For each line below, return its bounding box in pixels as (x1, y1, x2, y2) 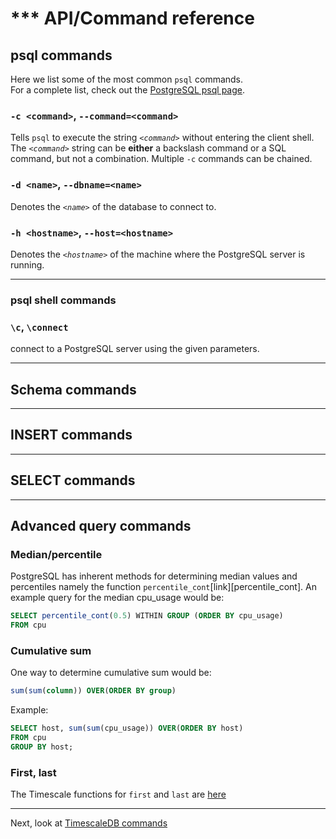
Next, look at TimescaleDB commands (10, 817, 168, 829)
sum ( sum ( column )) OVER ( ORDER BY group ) (10, 686, 177, 696)
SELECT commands (10, 472, 136, 489)
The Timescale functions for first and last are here (10, 788, 227, 801)
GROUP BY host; (10, 742, 74, 752)
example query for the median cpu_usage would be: (10, 592, 225, 604)
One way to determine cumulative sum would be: (10, 667, 212, 679)
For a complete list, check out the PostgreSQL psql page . (10, 84, 246, 96)
